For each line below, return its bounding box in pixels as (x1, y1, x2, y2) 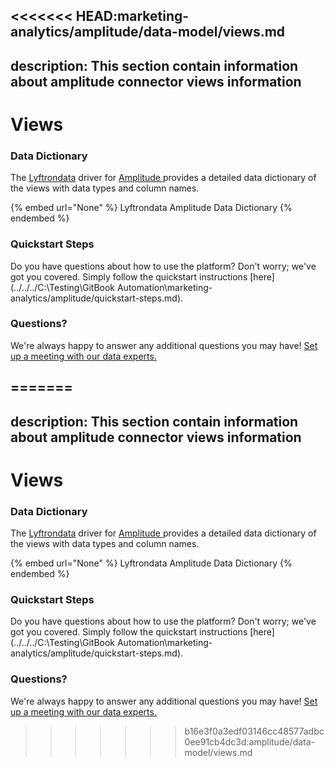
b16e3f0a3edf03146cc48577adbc (184, 725, 325, 737)
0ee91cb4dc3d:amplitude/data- (184, 735, 316, 748)
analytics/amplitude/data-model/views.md (10, 24, 286, 41)
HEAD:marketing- (75, 8, 190, 25)
